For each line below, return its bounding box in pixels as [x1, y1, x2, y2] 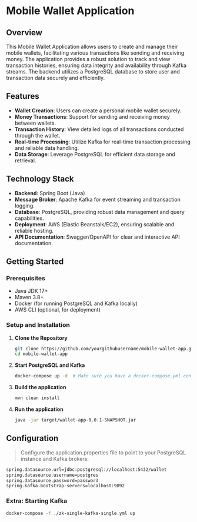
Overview [6, 28, 43, 38]
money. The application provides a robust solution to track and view [6, 56, 171, 62]
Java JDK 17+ [14, 287, 48, 295]
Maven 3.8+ [14, 294, 44, 301]
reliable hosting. [14, 227, 54, 234]
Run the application [14, 406, 64, 413]
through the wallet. [14, 132, 61, 139]
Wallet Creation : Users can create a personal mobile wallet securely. [14, 107, 182, 114]
